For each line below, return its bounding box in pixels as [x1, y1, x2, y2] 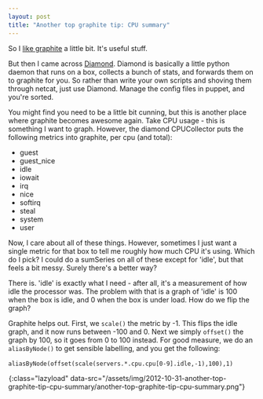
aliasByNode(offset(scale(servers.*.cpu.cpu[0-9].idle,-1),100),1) [8, 360, 234, 368]
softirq [19, 197, 41, 207]
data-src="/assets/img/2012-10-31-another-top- [70, 373, 227, 383]
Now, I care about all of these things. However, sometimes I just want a [8, 238, 237, 247]
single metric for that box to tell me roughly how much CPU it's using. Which [8, 246, 255, 255]
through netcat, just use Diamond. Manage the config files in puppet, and [8, 83, 245, 93]
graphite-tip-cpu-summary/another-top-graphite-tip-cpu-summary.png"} [8, 382, 246, 391]
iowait [19, 173, 39, 182]
